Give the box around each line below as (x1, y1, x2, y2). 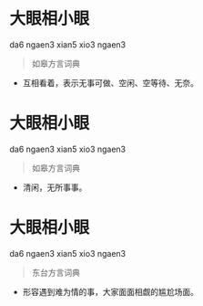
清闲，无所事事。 (22, 182, 87, 193)
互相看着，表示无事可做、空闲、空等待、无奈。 (22, 77, 198, 88)
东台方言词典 (31, 267, 80, 278)
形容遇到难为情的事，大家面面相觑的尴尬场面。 (22, 286, 198, 297)
